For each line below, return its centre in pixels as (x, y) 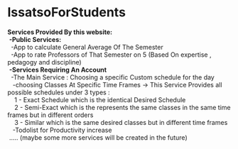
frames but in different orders (50, 115)
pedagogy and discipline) (44, 62)
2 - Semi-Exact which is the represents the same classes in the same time (122, 107)
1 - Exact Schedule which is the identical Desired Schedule (100, 99)
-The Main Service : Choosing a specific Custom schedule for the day (112, 77)
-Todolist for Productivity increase (62, 130)
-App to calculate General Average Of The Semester (87, 47)
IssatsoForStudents (67, 12)
